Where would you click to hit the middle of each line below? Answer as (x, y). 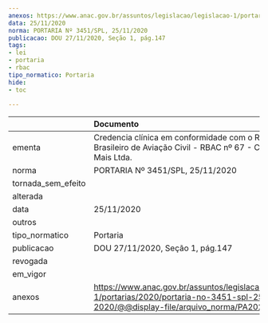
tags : (17, 45)
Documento (116, 124)
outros (25, 223)
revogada (30, 262)
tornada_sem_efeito (49, 183)
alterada (28, 196)
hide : (17, 82)
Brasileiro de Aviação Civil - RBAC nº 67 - (173, 148)
